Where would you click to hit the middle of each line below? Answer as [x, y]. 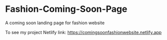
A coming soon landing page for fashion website [55, 23]
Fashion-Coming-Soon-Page [66, 9]
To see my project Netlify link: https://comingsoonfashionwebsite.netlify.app [83, 32]
